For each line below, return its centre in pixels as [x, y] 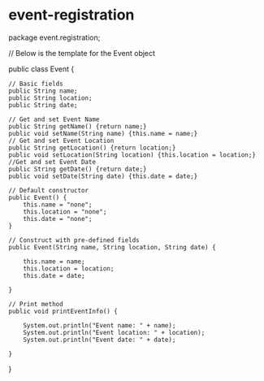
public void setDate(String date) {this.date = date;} [103, 176]
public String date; [43, 105]
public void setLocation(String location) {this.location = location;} [132, 155]
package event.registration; [54, 37]
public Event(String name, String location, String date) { [113, 247]
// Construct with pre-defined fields [74, 240]
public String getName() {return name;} [78, 126]
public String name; [43, 91]
